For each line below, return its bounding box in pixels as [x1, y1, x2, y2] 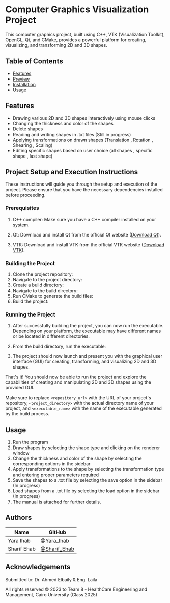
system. [12, 222, 30, 228]
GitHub [48, 529, 66, 536]
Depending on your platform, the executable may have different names [12, 328, 161, 334]
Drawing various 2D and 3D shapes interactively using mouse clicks [12, 115, 156, 121]
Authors [5, 513, 32, 522]
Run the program [12, 439, 48, 445]
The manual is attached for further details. [12, 499, 101, 505]
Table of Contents [5, 57, 64, 66]
